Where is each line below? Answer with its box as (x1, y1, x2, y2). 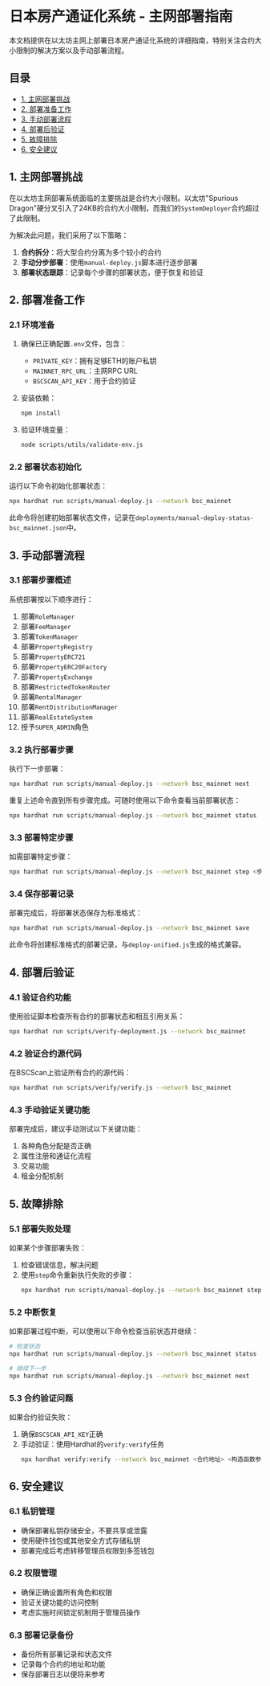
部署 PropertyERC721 (20, 652, 87, 661)
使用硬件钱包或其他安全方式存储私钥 (20, 1536, 141, 1545)
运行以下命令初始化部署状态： (9, 481, 107, 491)
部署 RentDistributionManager (20, 702, 119, 711)
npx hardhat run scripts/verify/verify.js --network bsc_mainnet (9, 1084, 232, 1092)
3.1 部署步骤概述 (9, 575, 71, 586)
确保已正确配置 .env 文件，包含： (20, 339, 127, 349)
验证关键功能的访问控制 (20, 1597, 99, 1607)
